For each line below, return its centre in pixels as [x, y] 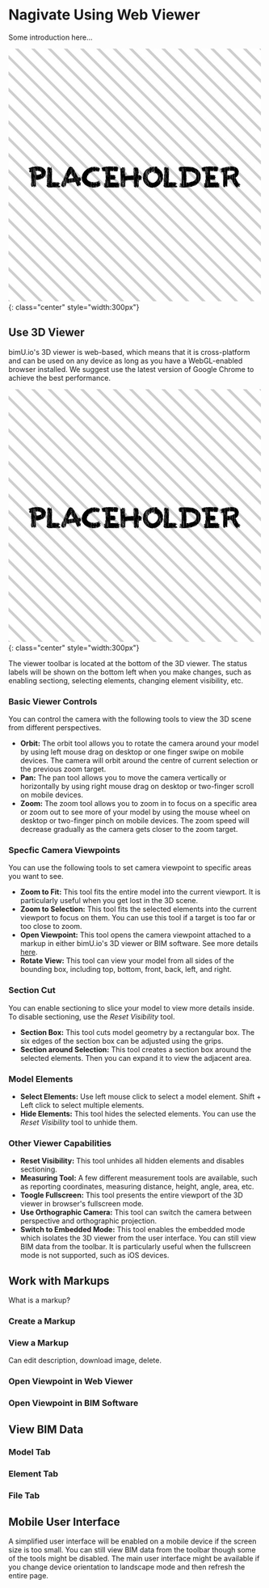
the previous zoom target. [63, 769]
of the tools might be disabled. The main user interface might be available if [134, 1559]
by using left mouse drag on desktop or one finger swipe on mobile [132, 752]
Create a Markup [42, 1321]
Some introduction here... [50, 37]
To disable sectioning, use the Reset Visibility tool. [92, 1016]
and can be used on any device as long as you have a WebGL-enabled [126, 361]
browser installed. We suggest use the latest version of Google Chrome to [131, 369]
